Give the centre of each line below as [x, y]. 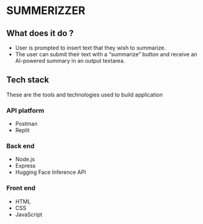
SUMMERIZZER [46, 11]
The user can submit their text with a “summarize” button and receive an [106, 54]
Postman [26, 124]
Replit [22, 130]
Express [25, 166]
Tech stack [28, 80]
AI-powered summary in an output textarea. [70, 61]
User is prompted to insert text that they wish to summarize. [90, 48]
